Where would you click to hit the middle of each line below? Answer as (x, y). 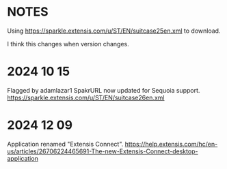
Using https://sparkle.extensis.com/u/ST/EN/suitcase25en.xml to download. (114, 31)
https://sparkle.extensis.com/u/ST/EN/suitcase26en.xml (86, 97)
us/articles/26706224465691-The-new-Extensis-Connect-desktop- (103, 151)
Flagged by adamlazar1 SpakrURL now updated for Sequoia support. (104, 90)
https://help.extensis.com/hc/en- (171, 144)
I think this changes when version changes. (68, 44)
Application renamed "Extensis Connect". (65, 144)
